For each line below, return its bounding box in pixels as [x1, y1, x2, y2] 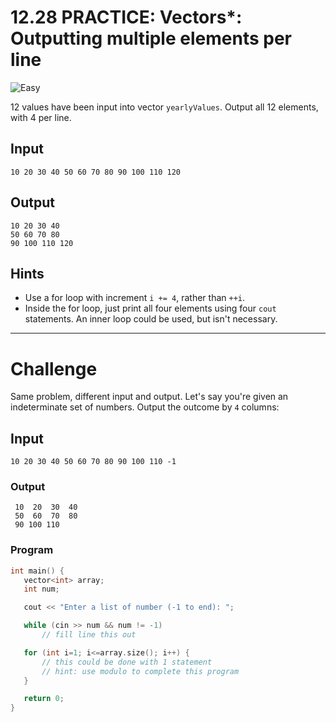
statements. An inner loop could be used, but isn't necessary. [24, 313, 278, 325]
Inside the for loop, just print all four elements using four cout [24, 302, 277, 315]
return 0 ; [23, 694, 65, 704]
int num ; [23, 584, 60, 595]
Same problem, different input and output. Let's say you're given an [10, 391, 289, 403]
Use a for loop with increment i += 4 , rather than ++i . [24, 292, 246, 304]
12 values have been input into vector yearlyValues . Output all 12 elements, [10, 101, 319, 113]
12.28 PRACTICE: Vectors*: [10, 6, 243, 29]
